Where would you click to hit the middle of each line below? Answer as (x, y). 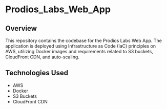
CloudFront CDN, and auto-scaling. (42, 57)
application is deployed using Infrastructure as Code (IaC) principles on (81, 46)
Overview (21, 28)
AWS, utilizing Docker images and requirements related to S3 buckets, (79, 51)
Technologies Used (37, 73)
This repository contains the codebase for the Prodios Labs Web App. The (84, 40)
